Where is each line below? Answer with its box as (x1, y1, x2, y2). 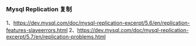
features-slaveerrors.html (6, 27, 68, 34)
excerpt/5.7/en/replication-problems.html (6, 33, 106, 40)
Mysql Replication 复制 (6, 5, 72, 13)
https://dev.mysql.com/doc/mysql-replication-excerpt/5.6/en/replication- (13, 19, 190, 27)
